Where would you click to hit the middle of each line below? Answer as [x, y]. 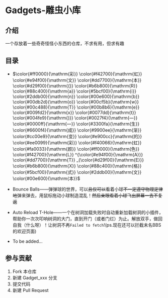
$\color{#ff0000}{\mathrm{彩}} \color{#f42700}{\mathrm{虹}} [77, 74]
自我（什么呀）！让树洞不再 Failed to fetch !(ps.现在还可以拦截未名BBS [87, 225]
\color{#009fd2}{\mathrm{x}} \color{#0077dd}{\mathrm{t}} [74, 112]
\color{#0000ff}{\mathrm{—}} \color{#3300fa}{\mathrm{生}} [76, 124]
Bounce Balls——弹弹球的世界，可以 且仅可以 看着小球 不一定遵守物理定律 [88, 189]
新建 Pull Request [30, 290]
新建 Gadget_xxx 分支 [35, 277]
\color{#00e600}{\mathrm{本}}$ [46, 178]
